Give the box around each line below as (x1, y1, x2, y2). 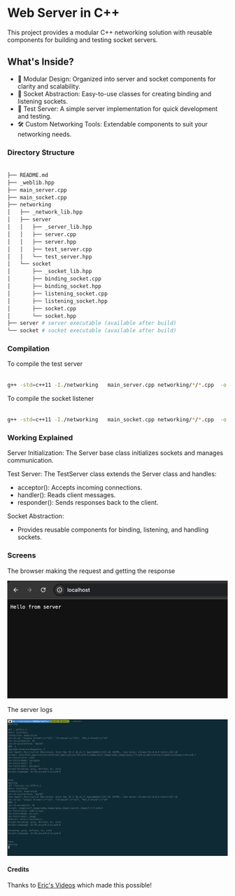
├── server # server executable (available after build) (7, 319, 177, 327)
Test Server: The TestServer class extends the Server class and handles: (7, 470, 217, 478)
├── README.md (7, 171, 49, 178)
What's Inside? (7, 56, 75, 68)
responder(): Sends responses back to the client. (17, 499, 159, 507)
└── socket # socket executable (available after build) (7, 327, 177, 334)
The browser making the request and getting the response (7, 567, 176, 575)
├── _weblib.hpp (7, 179, 55, 186)
